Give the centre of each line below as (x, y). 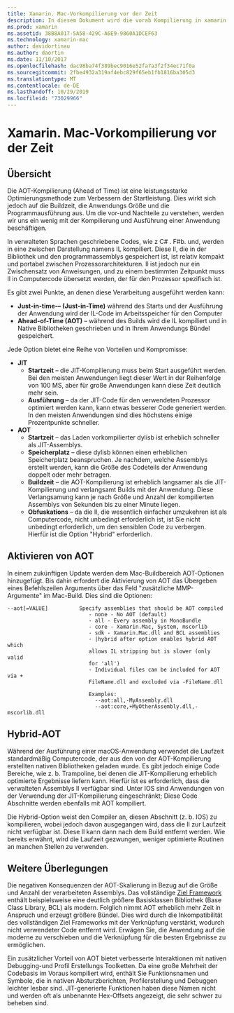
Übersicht (29, 174)
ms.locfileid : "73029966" (45, 99)
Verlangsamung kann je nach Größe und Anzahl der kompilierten (121, 497)
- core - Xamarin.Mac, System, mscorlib (148, 627)
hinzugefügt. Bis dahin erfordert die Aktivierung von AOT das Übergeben (112, 580)
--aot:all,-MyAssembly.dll (134, 700)
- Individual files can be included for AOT (154, 669)
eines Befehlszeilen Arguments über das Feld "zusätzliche (91, 588)
